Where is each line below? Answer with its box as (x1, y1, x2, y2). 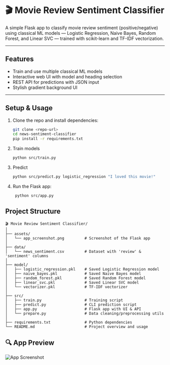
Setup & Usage (5, 104, 53, 112)
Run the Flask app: (12, 183, 52, 189)
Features (5, 55, 34, 64)
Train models (12, 146, 40, 152)
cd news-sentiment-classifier (12, 131, 77, 137)
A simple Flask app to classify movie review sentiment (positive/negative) (5, 24, 158, 31)
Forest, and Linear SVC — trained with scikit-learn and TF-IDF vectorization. (5, 35, 164, 41)
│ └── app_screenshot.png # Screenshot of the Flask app (5, 236, 151, 241)
